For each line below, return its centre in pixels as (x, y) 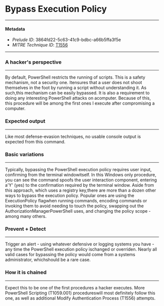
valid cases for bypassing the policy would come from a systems (70, 255)
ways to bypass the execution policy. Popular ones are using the (70, 196)
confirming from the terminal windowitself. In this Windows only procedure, (81, 175)
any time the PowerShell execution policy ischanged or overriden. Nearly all (81, 249)
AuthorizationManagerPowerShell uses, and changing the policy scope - (78, 211)
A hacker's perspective (33, 62)
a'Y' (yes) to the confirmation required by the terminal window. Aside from (80, 185)
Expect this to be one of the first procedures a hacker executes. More (75, 287)
